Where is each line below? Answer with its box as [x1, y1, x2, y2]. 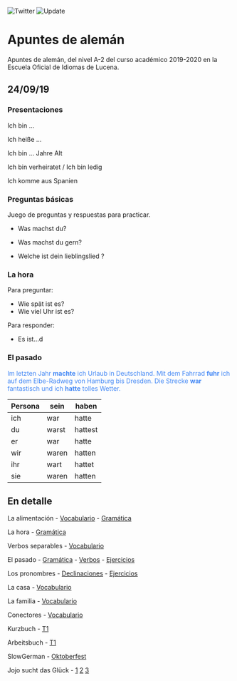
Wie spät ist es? [17, 299, 65, 308]
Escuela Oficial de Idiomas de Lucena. [7, 63, 120, 71]
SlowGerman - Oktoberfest [7, 652, 87, 661]
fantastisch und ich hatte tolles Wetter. [7, 384, 121, 392]
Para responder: [7, 321, 55, 329]
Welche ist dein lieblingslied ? [17, 252, 105, 260]
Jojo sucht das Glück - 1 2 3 [7, 666, 90, 675]
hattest [74, 424, 98, 434]
